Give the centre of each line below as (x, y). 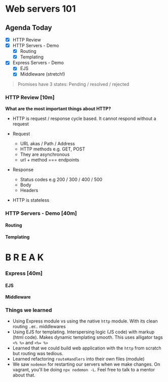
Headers (29, 190)
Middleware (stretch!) (43, 74)
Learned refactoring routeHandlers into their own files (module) (79, 359)
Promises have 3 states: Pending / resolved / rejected (73, 84)
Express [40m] (24, 273)
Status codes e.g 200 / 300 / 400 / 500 (61, 179)
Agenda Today (29, 28)
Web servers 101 (40, 9)
